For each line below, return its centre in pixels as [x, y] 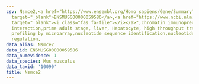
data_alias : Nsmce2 [30, 45]
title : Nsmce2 [24, 72]
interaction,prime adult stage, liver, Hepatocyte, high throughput [98, 28]
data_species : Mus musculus [41, 61]
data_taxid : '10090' [32, 67]
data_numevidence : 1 [32, 56]
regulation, [26, 39]
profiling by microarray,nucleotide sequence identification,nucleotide [103, 34]
